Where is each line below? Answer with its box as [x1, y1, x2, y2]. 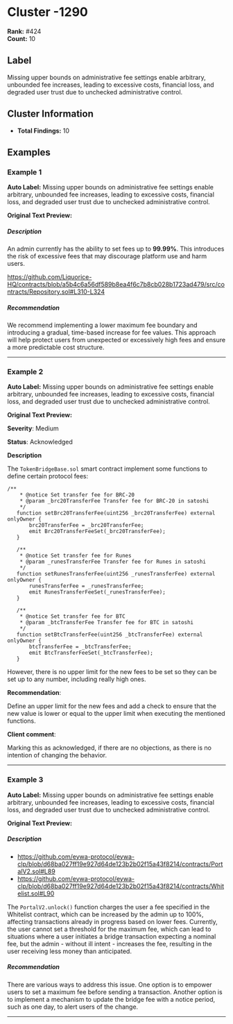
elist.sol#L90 [17, 889, 55, 898]
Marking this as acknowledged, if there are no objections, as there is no [7, 744, 212, 752]
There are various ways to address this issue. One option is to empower [7, 980, 213, 989]
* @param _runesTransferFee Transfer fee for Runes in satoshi [19, 558, 207, 566]
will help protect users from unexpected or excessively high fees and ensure [7, 336, 226, 344]
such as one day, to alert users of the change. [7, 1002, 139, 1011]
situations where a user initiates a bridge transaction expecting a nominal [7, 932, 216, 941]
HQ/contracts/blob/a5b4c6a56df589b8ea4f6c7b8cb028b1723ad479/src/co [7, 280, 225, 289]
